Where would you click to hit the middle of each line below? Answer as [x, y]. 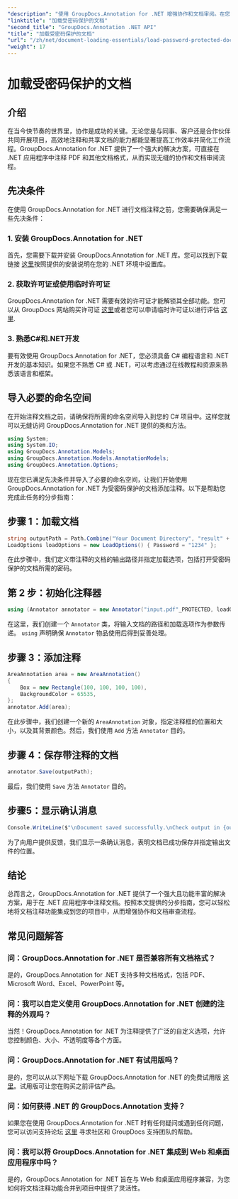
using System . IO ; [33, 445]
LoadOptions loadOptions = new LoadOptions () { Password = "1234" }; [112, 545]
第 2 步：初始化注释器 [55, 593]
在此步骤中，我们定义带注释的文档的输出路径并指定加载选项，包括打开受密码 [119, 559]
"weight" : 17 [27, 47]
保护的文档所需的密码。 [41, 568]
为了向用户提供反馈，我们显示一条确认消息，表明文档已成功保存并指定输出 [116, 842]
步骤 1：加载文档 [43, 522]
